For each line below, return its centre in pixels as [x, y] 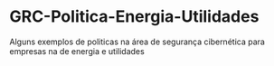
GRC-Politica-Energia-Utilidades [134, 17]
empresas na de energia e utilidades [77, 51]
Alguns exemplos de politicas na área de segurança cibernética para [137, 42]
